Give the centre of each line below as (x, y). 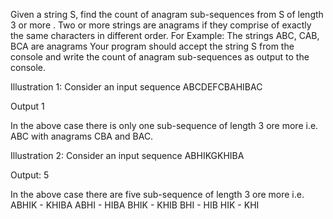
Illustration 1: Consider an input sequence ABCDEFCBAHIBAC (136, 87)
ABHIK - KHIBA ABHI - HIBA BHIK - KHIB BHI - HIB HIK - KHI (135, 205)
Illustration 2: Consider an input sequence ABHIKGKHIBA (127, 155)
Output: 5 (30, 175)
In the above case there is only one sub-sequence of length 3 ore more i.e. (164, 125)
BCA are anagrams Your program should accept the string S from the (152, 46)
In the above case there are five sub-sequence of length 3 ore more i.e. (157, 194)
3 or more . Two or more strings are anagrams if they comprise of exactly (161, 25)
